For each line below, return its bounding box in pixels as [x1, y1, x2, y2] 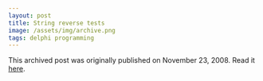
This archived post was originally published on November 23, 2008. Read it [8, 56, 255, 65]
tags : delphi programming [8, 33, 94, 42]
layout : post [8, 11, 52, 20]
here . [8, 64, 26, 74]
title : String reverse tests [8, 19, 105, 27]
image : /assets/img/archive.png [8, 26, 116, 34]
